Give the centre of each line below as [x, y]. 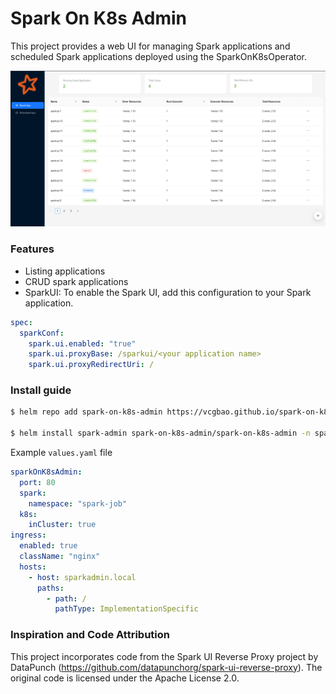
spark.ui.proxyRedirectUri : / [91, 365]
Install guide [41, 390]
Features [32, 249]
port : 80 [37, 482]
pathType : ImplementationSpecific [126, 609]
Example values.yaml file [61, 453]
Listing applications [65, 271]
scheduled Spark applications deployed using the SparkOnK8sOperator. [159, 56]
